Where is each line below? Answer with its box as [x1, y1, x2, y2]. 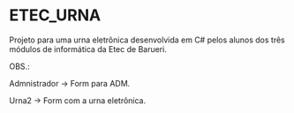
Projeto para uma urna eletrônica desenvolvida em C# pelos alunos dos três [9, 34, 285, 45]
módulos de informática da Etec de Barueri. [9, 43, 168, 54]
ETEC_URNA [9, 5, 102, 26]
